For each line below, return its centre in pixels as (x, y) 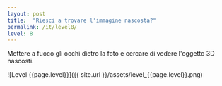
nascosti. (21, 61)
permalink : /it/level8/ (42, 27)
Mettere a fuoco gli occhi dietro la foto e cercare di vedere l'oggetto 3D (111, 54)
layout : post (27, 14)
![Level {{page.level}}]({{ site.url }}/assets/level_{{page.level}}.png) (105, 75)
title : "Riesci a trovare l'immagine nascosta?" (82, 20)
